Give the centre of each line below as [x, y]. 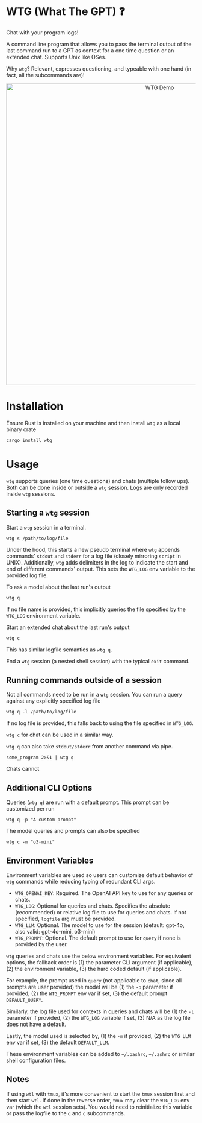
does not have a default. [36, 1024]
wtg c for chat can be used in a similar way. [60, 735]
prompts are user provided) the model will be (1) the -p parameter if [90, 987]
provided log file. [27, 575]
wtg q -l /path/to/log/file [41, 712]
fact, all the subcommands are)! [46, 75]
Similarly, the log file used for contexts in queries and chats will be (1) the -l [100, 1011]
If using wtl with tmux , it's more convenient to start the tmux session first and [101, 1094]
